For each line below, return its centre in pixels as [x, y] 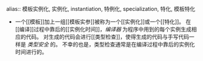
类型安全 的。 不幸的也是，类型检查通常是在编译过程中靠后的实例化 [111, 44]
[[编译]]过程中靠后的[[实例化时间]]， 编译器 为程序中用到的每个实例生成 [103, 29]
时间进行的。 [31, 52]
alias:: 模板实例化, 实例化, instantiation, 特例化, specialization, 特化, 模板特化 [101, 9]
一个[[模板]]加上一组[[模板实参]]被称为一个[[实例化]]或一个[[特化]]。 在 [103, 22]
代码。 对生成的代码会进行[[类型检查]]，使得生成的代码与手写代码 [108, 37]
